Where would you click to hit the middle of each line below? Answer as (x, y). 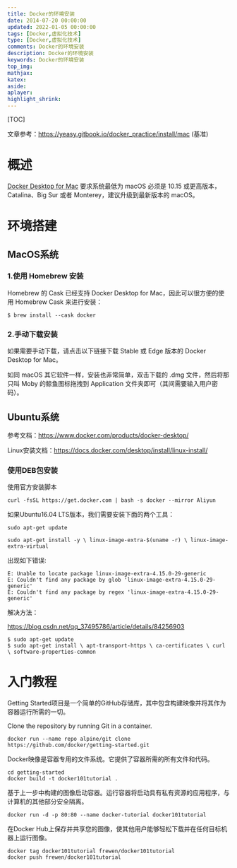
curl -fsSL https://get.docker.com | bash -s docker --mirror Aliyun (112, 500)
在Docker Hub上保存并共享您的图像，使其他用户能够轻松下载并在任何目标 (114, 829)
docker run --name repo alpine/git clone (69, 739)
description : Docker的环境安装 (50, 54)
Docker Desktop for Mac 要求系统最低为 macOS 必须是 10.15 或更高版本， (114, 186)
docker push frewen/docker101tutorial (64, 857)
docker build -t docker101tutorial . (63, 779)
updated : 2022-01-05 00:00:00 (52, 27)
